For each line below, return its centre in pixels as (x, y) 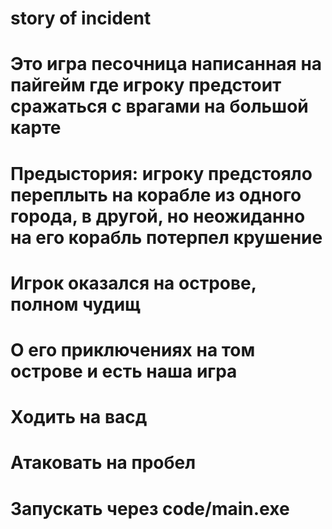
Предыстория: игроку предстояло (161, 173)
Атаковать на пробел (103, 463)
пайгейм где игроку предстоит (146, 85)
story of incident (81, 18)
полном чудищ (75, 304)
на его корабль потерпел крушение (166, 237)
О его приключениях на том (133, 349)
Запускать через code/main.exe (150, 508)
